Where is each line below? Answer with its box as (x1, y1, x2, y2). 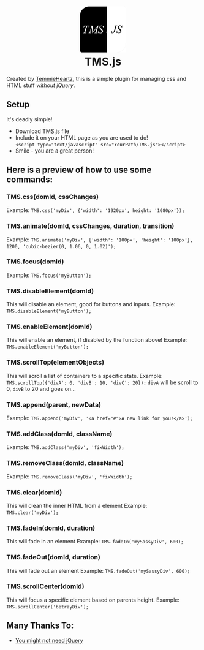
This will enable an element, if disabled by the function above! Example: (6, 336, 187, 344)
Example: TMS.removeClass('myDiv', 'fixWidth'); (6, 472, 133, 480)
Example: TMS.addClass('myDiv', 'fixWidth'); (6, 444, 124, 451)
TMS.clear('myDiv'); (6, 509, 59, 516)
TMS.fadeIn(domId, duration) (6, 524, 96, 532)
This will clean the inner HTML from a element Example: (6, 502, 148, 509)
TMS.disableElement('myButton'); (6, 308, 92, 315)
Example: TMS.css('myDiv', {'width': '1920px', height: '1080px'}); (6, 206, 185, 214)
